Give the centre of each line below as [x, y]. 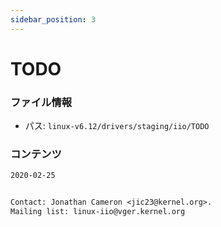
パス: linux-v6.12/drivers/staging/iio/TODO [117, 126]
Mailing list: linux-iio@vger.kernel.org [98, 212]
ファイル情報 [41, 102]
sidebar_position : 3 [53, 19]
